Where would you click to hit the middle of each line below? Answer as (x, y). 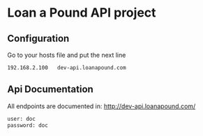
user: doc (22, 119)
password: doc (28, 125)
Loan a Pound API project (82, 13)
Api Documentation (51, 89)
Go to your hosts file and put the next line (67, 55)
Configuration (38, 39)
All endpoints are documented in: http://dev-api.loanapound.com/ (101, 106)
